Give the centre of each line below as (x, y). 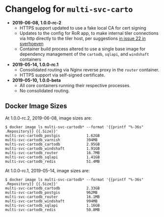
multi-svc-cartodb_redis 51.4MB (52, 161)
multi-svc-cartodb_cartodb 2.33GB (52, 188)
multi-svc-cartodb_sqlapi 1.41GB (52, 157)
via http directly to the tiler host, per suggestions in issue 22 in (82, 38)
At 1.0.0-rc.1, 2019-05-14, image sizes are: (47, 170)
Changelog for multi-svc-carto (69, 9)
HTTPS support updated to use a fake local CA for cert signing (83, 28)
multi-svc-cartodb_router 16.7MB (52, 153)
